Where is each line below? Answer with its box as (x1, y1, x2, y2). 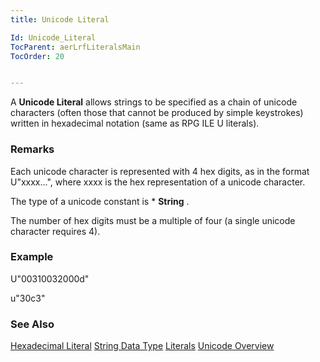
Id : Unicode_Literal (10, 32, 97, 43)
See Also (10, 317, 55, 331)
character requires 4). (10, 225, 101, 237)
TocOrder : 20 (10, 51, 65, 61)
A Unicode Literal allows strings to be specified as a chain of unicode (10, 96, 298, 108)
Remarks (10, 142, 55, 156)
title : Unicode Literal (10, 14, 110, 25)
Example (10, 250, 54, 264)
